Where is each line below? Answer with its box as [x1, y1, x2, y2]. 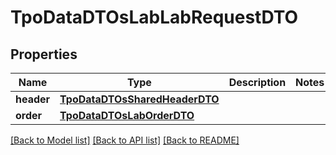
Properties [10, 46, 78, 63]
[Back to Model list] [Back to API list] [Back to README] [10, 134, 240, 146]
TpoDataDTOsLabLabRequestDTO [10, 6, 299, 29]
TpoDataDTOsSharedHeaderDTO [59, 92, 220, 106]
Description [228, 76, 287, 89]
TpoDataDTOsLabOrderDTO [59, 109, 195, 122]
